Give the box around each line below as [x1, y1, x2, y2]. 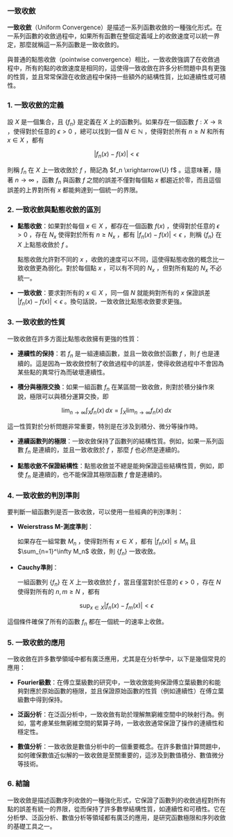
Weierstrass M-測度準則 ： [17, 523, 94, 531]
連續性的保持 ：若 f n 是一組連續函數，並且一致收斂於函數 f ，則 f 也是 [17, 349, 214, 359]
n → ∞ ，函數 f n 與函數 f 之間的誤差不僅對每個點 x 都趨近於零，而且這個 [15, 176, 221, 185]
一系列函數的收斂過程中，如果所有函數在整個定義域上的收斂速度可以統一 [7, 32, 214, 40]
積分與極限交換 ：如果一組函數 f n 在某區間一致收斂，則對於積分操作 [17, 382, 209, 393]
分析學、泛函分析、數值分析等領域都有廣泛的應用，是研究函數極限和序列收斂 [7, 813, 226, 822]
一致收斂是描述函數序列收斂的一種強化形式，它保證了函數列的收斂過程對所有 [7, 796, 226, 804]
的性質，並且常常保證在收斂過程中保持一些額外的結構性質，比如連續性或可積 [7, 73, 226, 81]
